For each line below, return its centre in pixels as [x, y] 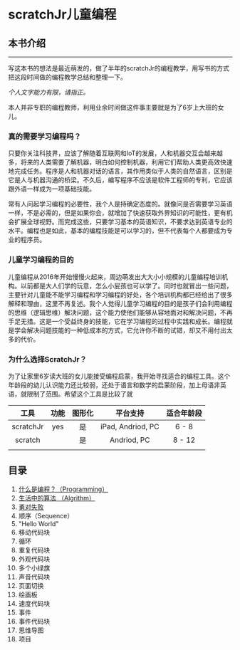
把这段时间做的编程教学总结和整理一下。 [67, 77]
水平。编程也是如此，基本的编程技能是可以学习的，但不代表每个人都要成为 [117, 231]
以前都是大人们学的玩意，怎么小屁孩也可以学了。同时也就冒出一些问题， [126, 285]
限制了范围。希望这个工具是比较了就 [80, 394]
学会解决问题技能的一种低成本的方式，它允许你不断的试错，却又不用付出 [120, 330]
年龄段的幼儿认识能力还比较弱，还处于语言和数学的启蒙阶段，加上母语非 [114, 384]
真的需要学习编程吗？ [45, 136]
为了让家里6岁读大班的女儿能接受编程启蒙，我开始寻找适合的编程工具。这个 [119, 376]
